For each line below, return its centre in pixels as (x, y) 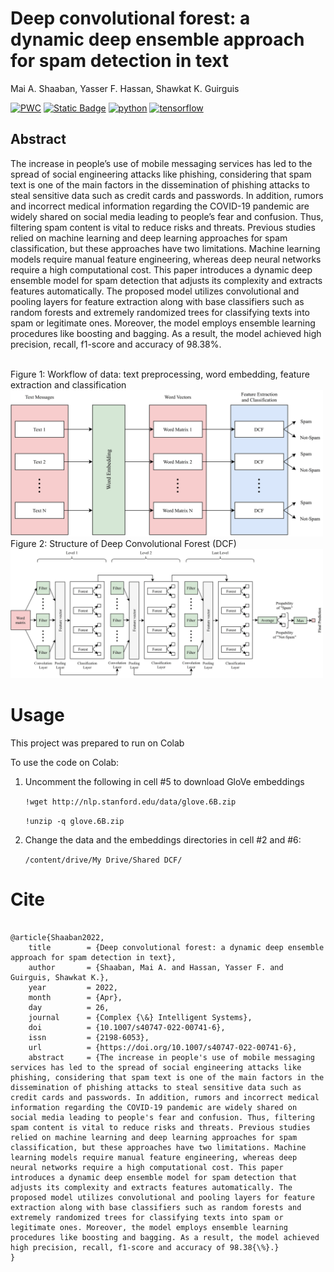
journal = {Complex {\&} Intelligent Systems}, (140, 1018)
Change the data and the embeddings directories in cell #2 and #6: (163, 840)
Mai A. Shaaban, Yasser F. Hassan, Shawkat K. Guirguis (125, 88)
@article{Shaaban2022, (57, 938)
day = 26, (69, 1008)
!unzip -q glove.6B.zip (74, 822)
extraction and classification (68, 384)
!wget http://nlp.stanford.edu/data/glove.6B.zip (130, 802)
